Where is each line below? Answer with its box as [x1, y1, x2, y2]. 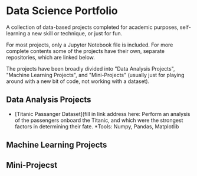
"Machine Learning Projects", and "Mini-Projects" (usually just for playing [6, 71, 185, 78]
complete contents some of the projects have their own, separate [6, 47, 165, 54]
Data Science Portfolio [6, 4, 118, 18]
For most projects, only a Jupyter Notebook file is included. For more [6, 41, 173, 48]
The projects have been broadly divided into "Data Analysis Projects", [6, 65, 175, 72]
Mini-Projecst [6, 160, 58, 170]
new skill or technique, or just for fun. [31, 29, 123, 36]
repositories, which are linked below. [6, 54, 96, 61]
